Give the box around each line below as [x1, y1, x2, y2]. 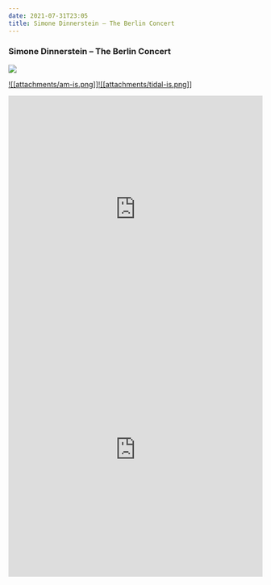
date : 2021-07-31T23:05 [8, 11, 89, 20]
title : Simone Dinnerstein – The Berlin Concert [8, 19, 175, 27]
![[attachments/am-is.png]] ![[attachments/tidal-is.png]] [8, 79, 192, 89]
